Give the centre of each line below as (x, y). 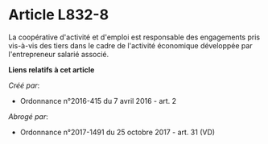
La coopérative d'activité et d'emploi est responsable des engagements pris (134, 37)
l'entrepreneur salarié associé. (59, 54)
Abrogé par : (28, 116)
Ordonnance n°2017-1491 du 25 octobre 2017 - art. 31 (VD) (118, 132)
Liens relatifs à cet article (52, 69)
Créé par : (24, 85)
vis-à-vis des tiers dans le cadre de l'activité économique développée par (130, 45)
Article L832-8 (59, 15)
